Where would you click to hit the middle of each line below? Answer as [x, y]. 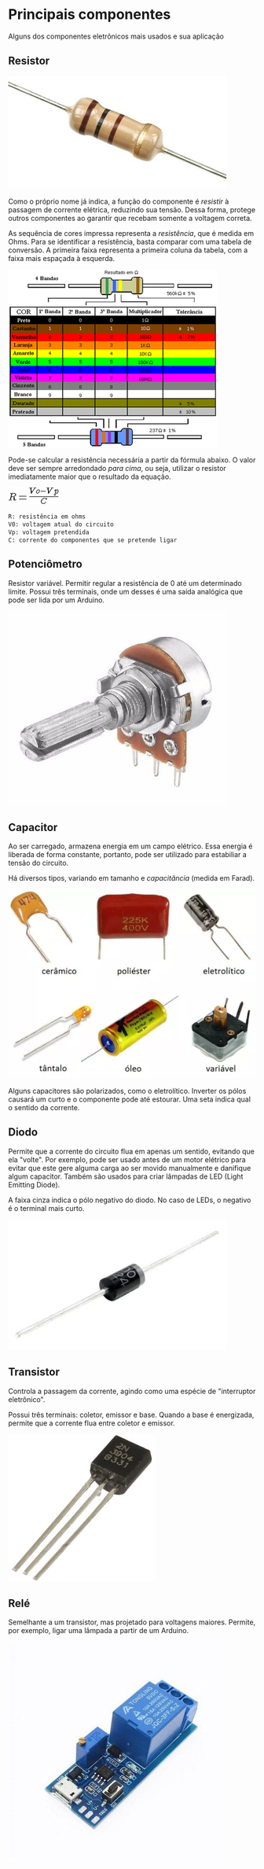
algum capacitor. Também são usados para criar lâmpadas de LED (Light [126, 1176]
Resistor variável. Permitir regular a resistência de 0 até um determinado [125, 583]
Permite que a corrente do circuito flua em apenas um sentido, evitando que [132, 1151]
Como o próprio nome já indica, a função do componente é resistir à [119, 201]
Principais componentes [90, 15]
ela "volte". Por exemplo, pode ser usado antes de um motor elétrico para [127, 1159]
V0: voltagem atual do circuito [61, 524]
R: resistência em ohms [47, 517]
